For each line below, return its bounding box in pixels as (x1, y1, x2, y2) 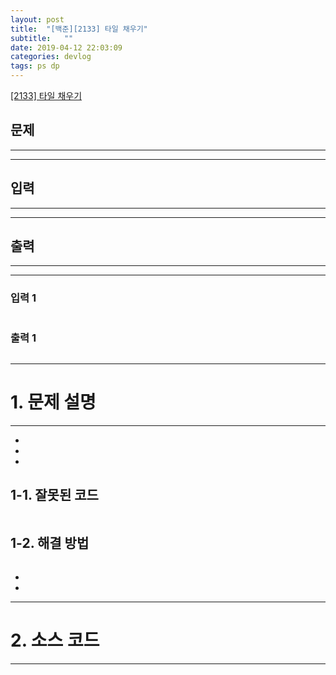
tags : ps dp (10, 61, 60, 71)
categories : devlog (10, 52, 92, 62)
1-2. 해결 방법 (10, 535, 90, 552)
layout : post (10, 14, 65, 25)
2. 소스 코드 (10, 629, 100, 651)
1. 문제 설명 (10, 391, 97, 414)
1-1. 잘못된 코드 (10, 487, 99, 504)
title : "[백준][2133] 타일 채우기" (10, 24, 148, 34)
